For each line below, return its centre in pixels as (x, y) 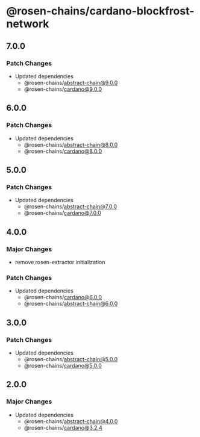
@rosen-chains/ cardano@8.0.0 (63, 151)
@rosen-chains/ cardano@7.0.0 (62, 213)
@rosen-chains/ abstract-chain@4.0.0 (71, 421)
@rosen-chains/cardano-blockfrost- (100, 11)
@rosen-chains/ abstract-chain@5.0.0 (71, 359)
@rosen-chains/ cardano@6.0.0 (63, 297)
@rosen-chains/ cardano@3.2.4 (63, 427)
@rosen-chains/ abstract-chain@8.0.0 (71, 144)
